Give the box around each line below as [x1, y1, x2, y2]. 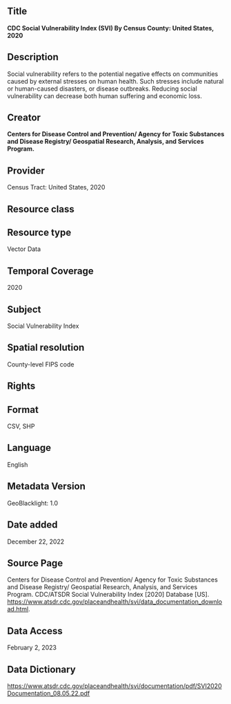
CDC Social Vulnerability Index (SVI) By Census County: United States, [7, 24, 214, 32]
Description [7, 51, 59, 63]
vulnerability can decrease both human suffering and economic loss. [7, 91, 202, 100]
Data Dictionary [7, 663, 76, 675]
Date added [7, 519, 58, 531]
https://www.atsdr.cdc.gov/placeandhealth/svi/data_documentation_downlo [7, 598, 223, 606]
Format [7, 404, 39, 416]
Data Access [7, 625, 63, 637]
